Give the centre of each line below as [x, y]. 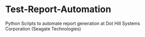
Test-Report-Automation [58, 9]
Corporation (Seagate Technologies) [43, 28]
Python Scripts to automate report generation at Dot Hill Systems [73, 23]
